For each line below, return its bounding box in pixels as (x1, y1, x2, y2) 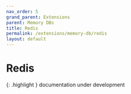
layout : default (6, 36, 46, 42)
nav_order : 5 (6, 8, 39, 15)
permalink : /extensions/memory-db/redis (6, 31, 108, 37)
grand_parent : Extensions (6, 14, 70, 20)
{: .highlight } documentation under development (6, 81, 125, 88)
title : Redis (6, 25, 39, 31)
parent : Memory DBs (6, 20, 55, 25)
